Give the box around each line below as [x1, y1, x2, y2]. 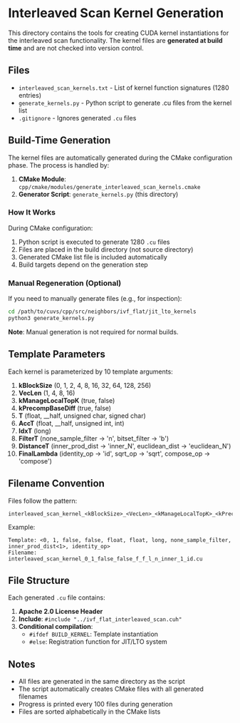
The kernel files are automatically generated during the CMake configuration [8, 153, 233, 162]
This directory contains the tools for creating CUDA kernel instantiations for [8, 29, 229, 37]
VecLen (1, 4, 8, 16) [18, 389, 75, 397]
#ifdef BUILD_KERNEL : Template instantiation [28, 630, 159, 639]
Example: [8, 523, 36, 531]
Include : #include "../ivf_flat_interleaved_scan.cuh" [18, 615, 182, 623]
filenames [18, 692, 48, 701]
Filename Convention [8, 478, 105, 490]
